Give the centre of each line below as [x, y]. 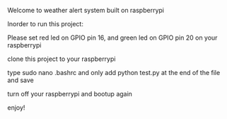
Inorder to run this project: [45, 24]
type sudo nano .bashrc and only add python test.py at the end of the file [114, 73]
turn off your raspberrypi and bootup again [70, 94]
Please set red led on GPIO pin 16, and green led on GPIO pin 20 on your [112, 38]
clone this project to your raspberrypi [62, 59]
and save [21, 80]
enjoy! [16, 108]
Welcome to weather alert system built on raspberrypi [86, 10]
